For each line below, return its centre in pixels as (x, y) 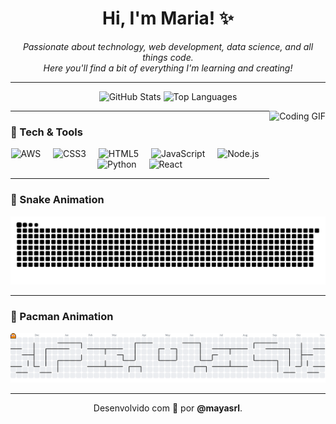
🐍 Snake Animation (57, 200)
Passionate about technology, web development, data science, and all (168, 46)
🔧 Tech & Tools (46, 132)
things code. (168, 57)
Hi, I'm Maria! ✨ (167, 18)
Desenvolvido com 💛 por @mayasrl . (168, 408)
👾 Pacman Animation (62, 317)
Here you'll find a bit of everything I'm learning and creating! (168, 68)
